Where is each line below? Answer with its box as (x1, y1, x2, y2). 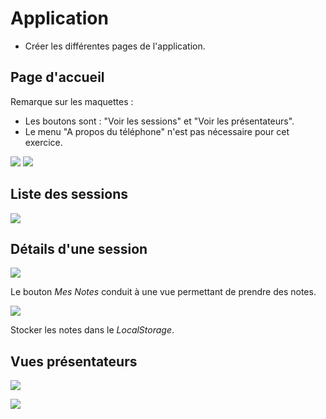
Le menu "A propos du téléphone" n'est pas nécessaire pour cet (24, 125, 290, 137)
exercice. (24, 136, 63, 148)
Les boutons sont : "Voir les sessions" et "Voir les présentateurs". (24, 115, 295, 127)
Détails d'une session (10, 240, 148, 257)
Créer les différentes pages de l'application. (24, 40, 206, 52)
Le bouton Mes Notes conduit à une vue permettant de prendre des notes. (10, 286, 317, 298)
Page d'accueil (10, 69, 105, 86)
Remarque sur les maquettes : (10, 95, 134, 107)
